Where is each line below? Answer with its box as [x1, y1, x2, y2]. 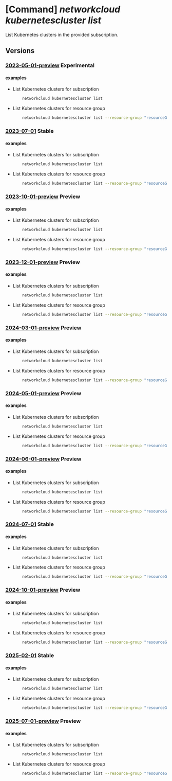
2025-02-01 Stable [5, 652, 54, 659]
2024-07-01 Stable [5, 521, 54, 528]
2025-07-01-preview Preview [5, 718, 81, 724]
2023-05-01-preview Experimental [5, 62, 95, 69]
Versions [5, 46, 35, 55]
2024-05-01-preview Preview [5, 389, 82, 397]
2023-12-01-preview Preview [5, 258, 81, 265]
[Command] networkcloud [5, 4, 121, 15]
